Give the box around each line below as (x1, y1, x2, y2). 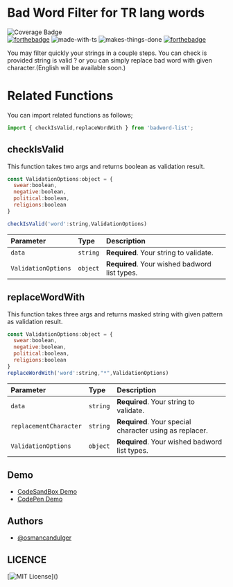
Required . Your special (116, 417, 191, 426)
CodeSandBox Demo (17, 488, 78, 496)
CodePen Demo (17, 495, 63, 504)
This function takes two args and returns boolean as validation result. (7, 162, 205, 170)
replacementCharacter (10, 422, 82, 430)
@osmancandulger (17, 533, 72, 542)
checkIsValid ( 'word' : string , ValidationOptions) (7, 220, 148, 227)
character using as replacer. (116, 426, 208, 435)
